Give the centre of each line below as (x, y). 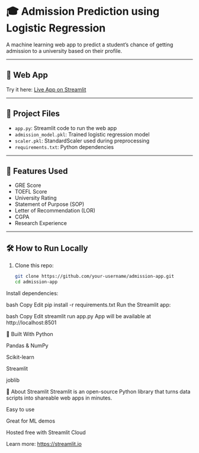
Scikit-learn (20, 357)
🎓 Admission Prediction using (83, 12)
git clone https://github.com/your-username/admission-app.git (94, 277)
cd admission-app (36, 282)
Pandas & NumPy (27, 346)
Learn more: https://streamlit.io (44, 444)
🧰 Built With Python (30, 334)
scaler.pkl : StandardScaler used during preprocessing (82, 141)
